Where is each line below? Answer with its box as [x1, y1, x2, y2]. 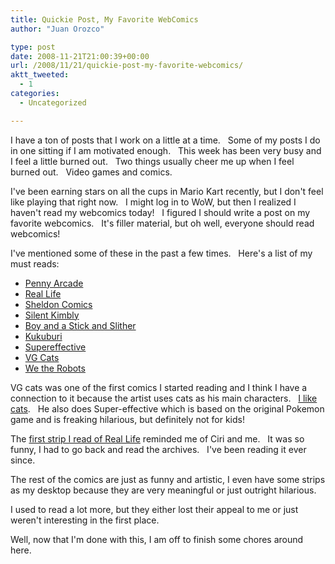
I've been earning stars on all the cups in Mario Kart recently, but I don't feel [10, 185, 324, 197]
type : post [10, 42, 56, 52]
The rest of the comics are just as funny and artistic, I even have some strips [10, 473, 326, 485]
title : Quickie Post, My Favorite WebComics [10, 14, 199, 25]
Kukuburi [24, 330, 63, 342]
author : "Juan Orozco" [10, 24, 105, 34]
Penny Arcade [24, 277, 84, 289]
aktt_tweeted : [10, 70, 70, 80]
